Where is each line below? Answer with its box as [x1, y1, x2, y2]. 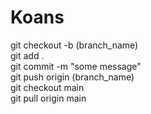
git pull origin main [10, 92, 87, 104]
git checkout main [10, 81, 85, 93]
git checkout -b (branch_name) [10, 39, 139, 51]
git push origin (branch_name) [10, 71, 135, 83]
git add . [10, 49, 45, 61]
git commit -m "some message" [10, 60, 142, 72]
